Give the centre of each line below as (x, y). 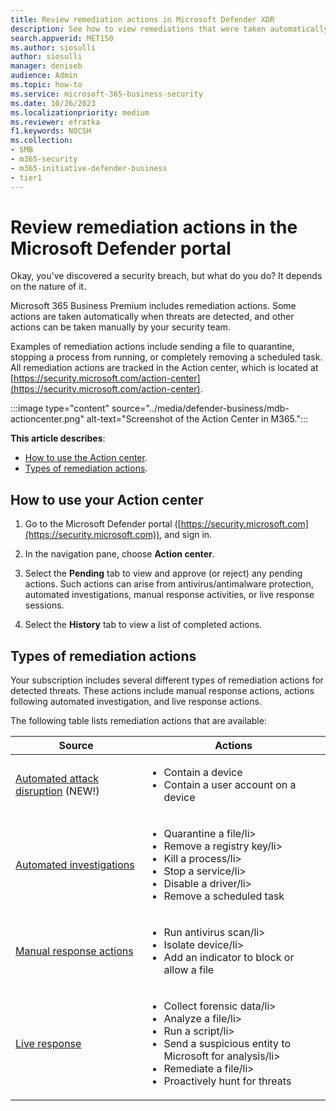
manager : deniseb (46, 66)
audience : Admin (44, 76)
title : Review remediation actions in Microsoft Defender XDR (142, 19)
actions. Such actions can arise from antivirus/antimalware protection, (169, 584)
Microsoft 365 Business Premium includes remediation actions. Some (153, 306)
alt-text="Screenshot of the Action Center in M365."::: (197, 419)
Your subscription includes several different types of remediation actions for (167, 680)
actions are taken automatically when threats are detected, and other (152, 317)
